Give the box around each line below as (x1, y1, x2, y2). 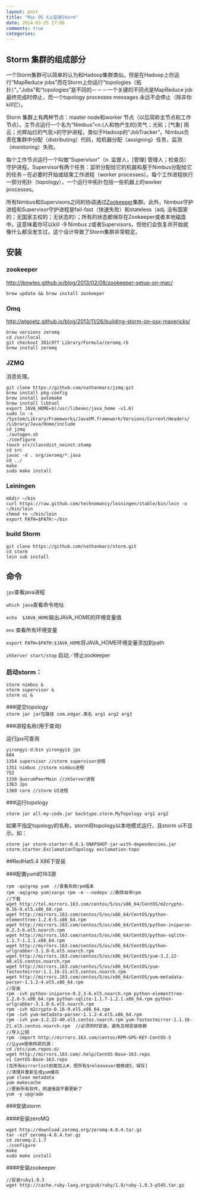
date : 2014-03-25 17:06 (6, 20, 65, 26)
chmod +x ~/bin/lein (6, 511, 58, 517)
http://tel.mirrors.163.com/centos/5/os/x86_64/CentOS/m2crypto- (19, 901, 185, 907)
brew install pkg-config (6, 390, 68, 396)
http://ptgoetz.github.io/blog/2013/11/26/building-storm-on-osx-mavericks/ (6, 318, 191, 325)
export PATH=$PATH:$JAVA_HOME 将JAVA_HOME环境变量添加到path (6, 639, 165, 646)
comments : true (6, 25, 44, 32)
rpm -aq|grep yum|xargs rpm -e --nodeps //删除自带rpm (6, 889, 141, 895)
